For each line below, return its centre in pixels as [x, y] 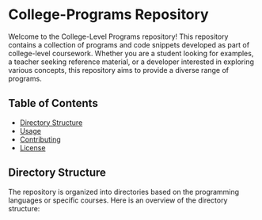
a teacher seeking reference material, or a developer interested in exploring [131, 62]
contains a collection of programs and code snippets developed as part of [129, 44]
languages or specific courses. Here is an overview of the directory [118, 200]
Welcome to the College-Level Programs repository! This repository [118, 36]
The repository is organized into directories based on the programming [124, 192]
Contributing [40, 139]
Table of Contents [53, 103]
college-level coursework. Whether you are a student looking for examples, [131, 53]
